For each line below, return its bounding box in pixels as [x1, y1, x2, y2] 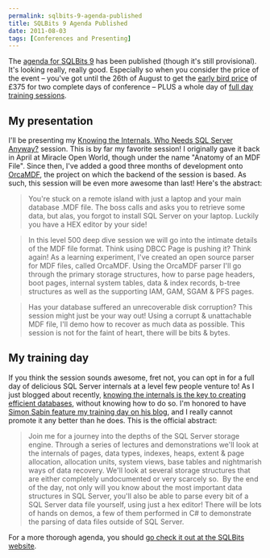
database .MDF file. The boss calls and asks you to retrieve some [27, 202, 246, 212]
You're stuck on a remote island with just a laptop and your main [27, 194, 242, 204]
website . [8, 541, 37, 551]
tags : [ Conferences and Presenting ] [8, 34, 131, 43]
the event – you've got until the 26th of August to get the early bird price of [8, 73, 258, 83]
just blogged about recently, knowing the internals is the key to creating [8, 389, 247, 399]
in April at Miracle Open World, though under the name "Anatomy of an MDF [8, 152, 261, 162]
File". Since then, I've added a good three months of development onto [8, 161, 243, 171]
